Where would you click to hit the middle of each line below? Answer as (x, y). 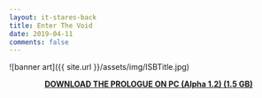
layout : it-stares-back (53, 17)
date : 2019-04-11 (41, 34)
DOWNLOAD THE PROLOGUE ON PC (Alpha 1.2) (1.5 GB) (149, 84)
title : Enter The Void (51, 26)
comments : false (39, 42)
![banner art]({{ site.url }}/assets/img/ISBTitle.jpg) (100, 67)
